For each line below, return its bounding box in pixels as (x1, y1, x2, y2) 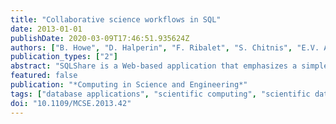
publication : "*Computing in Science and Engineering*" (10, 80, 248, 90)
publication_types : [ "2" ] (10, 52, 118, 62)
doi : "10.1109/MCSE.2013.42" (10, 98, 132, 108)
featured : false (10, 71, 78, 81)
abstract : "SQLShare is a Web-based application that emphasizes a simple (10, 61, 329, 71)
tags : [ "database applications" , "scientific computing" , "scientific (10, 89, 311, 99)
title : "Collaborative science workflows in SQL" (10, 14, 222, 25)
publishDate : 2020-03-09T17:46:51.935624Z (10, 33, 190, 43)
